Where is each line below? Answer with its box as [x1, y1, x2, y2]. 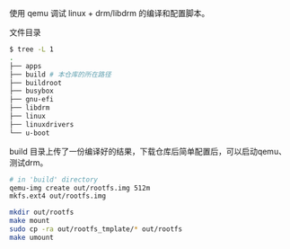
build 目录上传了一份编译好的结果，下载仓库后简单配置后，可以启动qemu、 [9, 146, 287, 156]
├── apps [9, 61, 42, 70]
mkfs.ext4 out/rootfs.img [9, 191, 106, 200]
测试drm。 [9, 156, 48, 168]
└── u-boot [9, 129, 50, 138]
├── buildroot [9, 78, 63, 87]
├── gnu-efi [9, 95, 54, 104]
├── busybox [9, 86, 54, 96]
